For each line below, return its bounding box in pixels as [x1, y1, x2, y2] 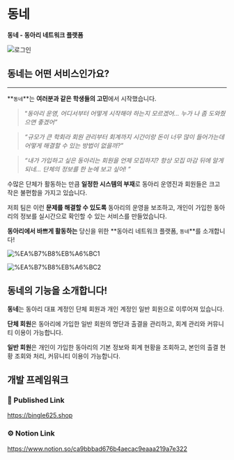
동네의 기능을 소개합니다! [7, 285, 108, 297]
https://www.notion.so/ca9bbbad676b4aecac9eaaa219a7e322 [7, 444, 188, 453]
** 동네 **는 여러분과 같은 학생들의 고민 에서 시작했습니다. [7, 94, 157, 102]
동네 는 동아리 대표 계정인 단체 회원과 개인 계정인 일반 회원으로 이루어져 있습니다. [7, 305, 225, 313]
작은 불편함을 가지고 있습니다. [7, 188, 88, 197]
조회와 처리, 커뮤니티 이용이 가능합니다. [14, 351, 120, 360]
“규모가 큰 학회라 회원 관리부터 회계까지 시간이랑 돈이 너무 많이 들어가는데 [24, 132, 225, 141]
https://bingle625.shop [7, 411, 73, 420]
